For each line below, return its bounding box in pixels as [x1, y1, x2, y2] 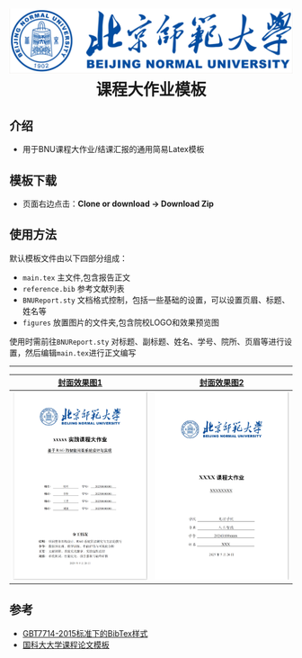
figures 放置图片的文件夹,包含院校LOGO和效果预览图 [22, 317, 220, 328]
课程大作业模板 [95, 80, 207, 100]
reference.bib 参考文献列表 [22, 283, 125, 293]
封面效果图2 [199, 377, 244, 388]
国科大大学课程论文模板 [22, 639, 110, 650]
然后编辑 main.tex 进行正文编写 [24, 347, 137, 358]
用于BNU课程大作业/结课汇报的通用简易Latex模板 [22, 144, 205, 155]
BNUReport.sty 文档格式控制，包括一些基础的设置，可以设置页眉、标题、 [22, 294, 290, 305]
